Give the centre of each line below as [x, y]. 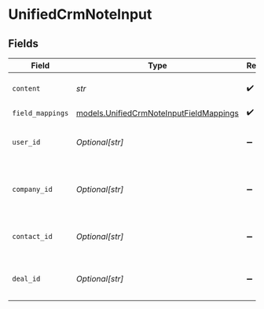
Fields [24, 44]
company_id [32, 189]
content [26, 88]
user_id [26, 142]
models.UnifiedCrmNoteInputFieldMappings [158, 113]
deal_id [26, 279]
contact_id [32, 236]
